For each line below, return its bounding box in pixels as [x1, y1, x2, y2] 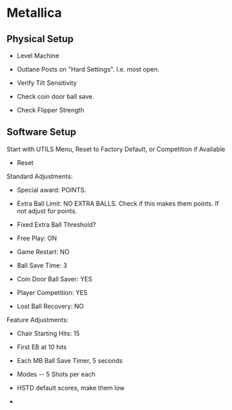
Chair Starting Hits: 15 [16, 329, 80, 338]
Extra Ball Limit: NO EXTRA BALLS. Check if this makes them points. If [16, 199, 219, 208]
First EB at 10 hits [16, 343, 67, 351]
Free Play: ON [16, 234, 58, 242]
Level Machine [16, 51, 60, 60]
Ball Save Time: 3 [16, 261, 67, 270]
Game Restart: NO [16, 247, 70, 256]
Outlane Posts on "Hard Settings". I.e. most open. [16, 65, 160, 73]
